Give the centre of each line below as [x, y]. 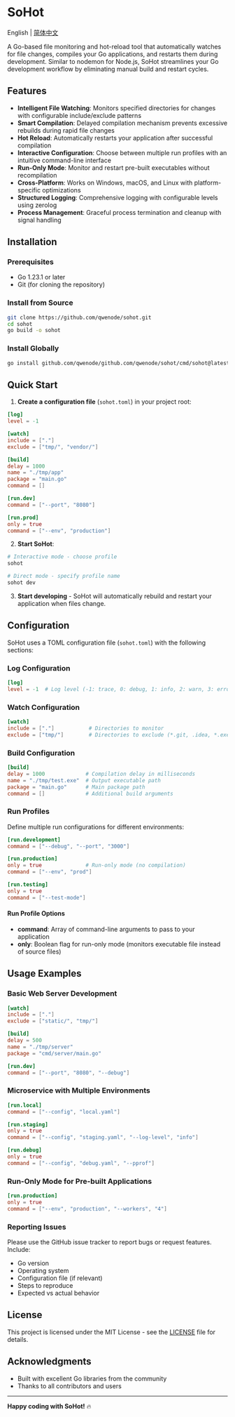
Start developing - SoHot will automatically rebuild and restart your [114, 596]
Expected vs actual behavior [58, 1293]
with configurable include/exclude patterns [79, 115]
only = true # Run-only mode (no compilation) [97, 865]
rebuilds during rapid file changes [66, 130]
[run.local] [24, 1105]
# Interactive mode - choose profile [62, 557]
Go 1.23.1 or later [41, 277]
